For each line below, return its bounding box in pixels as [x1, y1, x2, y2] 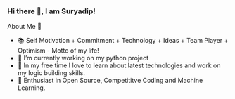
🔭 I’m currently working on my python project [17, 54, 149, 62]
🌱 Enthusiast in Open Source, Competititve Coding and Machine [17, 77, 203, 85]
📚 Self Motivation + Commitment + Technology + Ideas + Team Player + [17, 37, 229, 45]
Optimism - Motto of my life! [17, 46, 100, 55]
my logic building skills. [17, 69, 86, 77]
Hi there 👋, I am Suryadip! [7, 6, 96, 16]
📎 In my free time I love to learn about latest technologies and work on [17, 61, 221, 70]
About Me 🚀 [7, 22, 42, 31]
